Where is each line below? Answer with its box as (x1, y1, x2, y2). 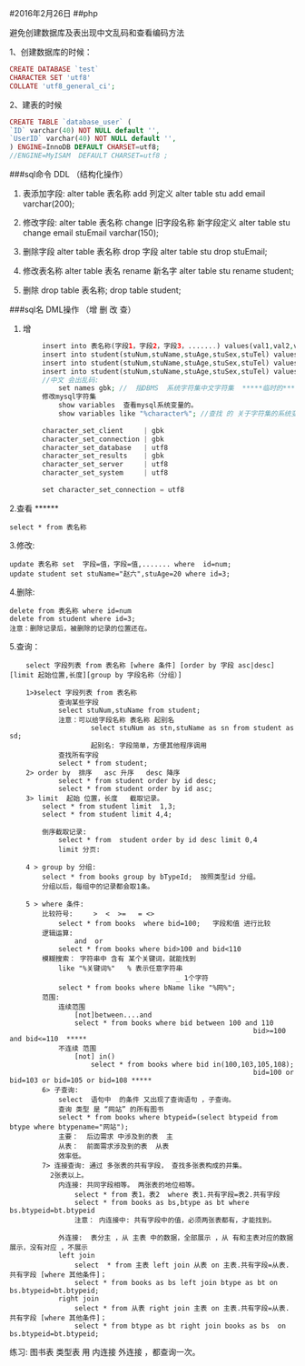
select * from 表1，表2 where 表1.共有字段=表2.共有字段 (74, 1190, 280, 1199)
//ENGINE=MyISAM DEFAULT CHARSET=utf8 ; (9, 151, 169, 161)
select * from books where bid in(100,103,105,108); (90, 1060, 295, 1069)
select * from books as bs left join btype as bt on (74, 1278, 279, 1287)
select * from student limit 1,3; (42, 801, 177, 811)
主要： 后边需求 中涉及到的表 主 (57, 1131, 174, 1141)
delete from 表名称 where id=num (9, 606, 132, 616)
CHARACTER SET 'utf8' (9, 73, 92, 82)
